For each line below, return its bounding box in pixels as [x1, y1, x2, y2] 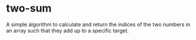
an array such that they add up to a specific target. [6, 27, 129, 34]
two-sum [6, 2, 52, 15]
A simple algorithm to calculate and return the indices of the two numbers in [6, 21, 191, 28]
